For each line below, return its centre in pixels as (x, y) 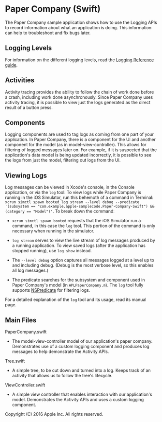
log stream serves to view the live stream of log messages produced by (84, 240)
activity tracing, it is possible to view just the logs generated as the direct (78, 102)
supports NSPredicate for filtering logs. (51, 290)
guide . (11, 65)
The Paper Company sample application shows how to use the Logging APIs (81, 22)
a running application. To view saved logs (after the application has (79, 246)
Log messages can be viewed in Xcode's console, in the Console (70, 187)
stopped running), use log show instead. (52, 251)
